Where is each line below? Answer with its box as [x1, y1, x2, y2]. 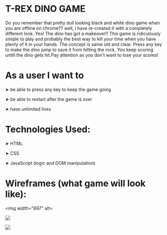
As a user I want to [5, 70, 84, 81]
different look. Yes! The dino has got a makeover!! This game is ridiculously [5, 30, 161, 36]
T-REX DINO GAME [5, 3, 86, 15]
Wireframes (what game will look [5, 178, 146, 189]
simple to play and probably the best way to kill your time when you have [5, 36, 156, 42]
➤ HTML [5, 140, 23, 147]
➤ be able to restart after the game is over [5, 96, 93, 102]
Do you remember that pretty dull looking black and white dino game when [5, 20, 160, 26]
